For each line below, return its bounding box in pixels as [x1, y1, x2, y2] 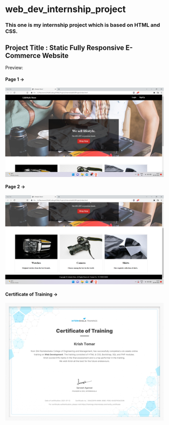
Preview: [5, 64, 24, 70]
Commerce [5, 51, 41, 60]
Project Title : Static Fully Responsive [5, 43, 124, 52]
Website [42, 51, 69, 60]
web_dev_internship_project [5, 4, 126, 15]
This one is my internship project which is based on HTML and [5, 22, 160, 29]
